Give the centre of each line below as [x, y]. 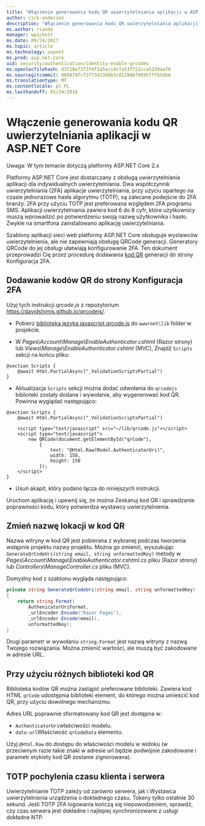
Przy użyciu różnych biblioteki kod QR [80, 674]
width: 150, [65, 455]
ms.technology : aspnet [35, 52]
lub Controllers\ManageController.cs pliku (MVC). [69, 567]
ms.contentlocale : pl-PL [38, 87]
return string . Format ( [46, 602]
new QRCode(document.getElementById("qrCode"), [90, 439]
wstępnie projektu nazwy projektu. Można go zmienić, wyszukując [90, 547]
